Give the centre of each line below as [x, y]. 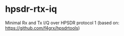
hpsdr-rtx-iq [31, 9]
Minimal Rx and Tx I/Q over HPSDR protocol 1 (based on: [62, 23]
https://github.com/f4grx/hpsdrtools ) [43, 28]
